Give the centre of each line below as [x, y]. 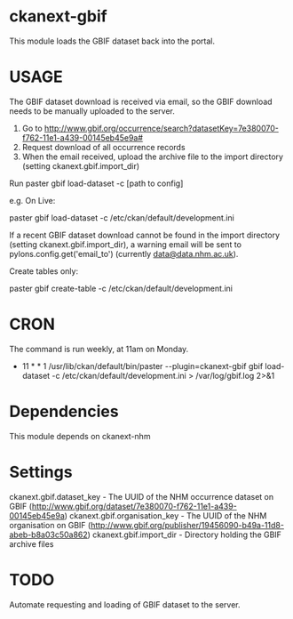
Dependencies [64, 412]
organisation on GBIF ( [50, 525]
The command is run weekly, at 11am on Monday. [99, 349]
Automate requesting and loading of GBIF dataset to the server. [125, 604]
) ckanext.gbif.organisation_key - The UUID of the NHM [166, 515]
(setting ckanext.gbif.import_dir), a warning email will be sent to [126, 244]
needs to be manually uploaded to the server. [92, 111]
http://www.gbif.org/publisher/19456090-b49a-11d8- [187, 525]
